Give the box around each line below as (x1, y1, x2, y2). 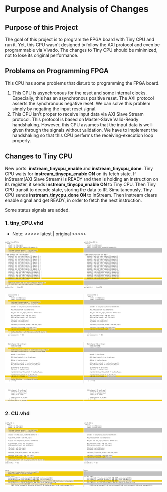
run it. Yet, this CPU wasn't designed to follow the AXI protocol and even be (5, 42, 160, 48)
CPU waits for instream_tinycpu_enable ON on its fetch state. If (5, 171, 136, 177)
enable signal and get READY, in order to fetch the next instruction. (5, 197, 142, 203)
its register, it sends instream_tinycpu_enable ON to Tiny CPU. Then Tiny (5, 181, 156, 187)
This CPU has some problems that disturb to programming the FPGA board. (5, 80, 160, 86)
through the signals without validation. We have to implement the (24, 127, 158, 133)
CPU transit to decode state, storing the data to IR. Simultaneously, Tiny (5, 186, 152, 193)
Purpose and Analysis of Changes (5, 3, 149, 15)
